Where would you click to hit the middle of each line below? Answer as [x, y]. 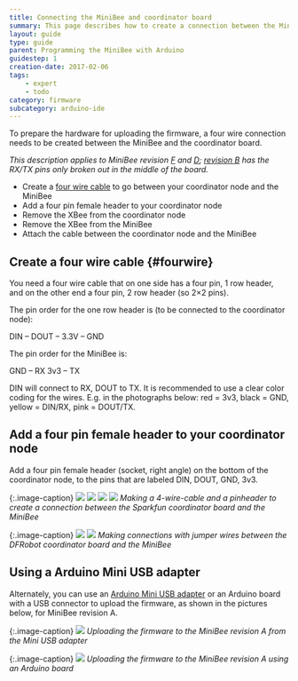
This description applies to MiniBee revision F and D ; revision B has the [139, 160]
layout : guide [35, 34]
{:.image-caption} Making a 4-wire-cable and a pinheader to [143, 497]
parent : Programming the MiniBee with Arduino [97, 51]
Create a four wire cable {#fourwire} [111, 261]
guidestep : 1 [33, 59]
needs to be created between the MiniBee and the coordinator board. [136, 143]
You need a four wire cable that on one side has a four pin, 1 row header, [141, 283]
